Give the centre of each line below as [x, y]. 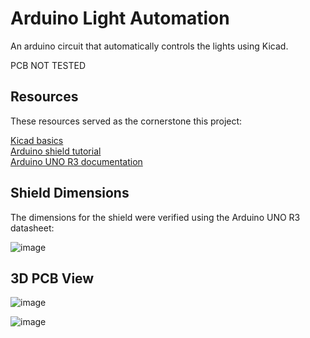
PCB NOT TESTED [48, 65]
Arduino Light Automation [120, 18]
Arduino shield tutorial [56, 151]
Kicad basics [37, 140]
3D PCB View [52, 278]
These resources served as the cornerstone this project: [126, 121]
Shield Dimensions [70, 193]
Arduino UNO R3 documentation [76, 161]
